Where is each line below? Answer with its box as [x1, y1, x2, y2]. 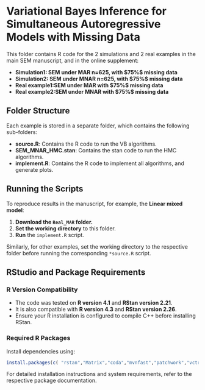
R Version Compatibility [6, 285, 78, 294]
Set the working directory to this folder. [15, 224, 116, 232]
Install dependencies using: [6, 347, 76, 355]
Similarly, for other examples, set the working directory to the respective [6, 243, 188, 250]
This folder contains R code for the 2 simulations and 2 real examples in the [6, 50, 196, 57]
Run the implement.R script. [15, 231, 84, 238]
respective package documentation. [6, 377, 97, 385]
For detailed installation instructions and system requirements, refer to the [6, 370, 192, 378]
